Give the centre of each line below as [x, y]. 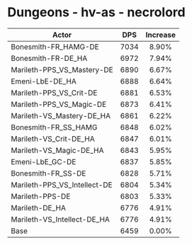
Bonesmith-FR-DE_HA [49, 58]
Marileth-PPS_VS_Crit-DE [54, 93]
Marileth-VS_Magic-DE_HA [57, 150]
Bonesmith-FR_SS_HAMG [54, 127]
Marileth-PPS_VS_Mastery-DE [62, 69]
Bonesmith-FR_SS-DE [49, 173]
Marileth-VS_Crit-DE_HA [53, 139]
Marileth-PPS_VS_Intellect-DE [62, 185]
